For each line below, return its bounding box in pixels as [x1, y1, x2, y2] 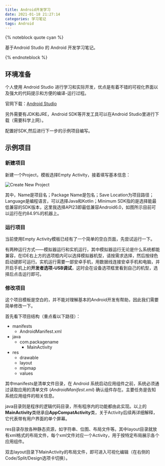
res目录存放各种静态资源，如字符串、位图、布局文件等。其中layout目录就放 [5, 426, 157, 432]
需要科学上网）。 [13, 117, 46, 123]
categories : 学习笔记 [5, 16, 47, 21]
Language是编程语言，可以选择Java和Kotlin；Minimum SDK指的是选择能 [5, 198, 152, 204]
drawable [19, 355, 39, 360]
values [19, 370, 33, 376]
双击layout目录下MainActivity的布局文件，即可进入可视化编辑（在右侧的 [5, 449, 150, 455]
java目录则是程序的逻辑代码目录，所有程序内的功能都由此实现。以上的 [5, 403, 147, 409]
